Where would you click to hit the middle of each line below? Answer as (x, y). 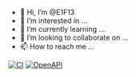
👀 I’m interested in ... (54, 21)
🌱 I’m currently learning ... (62, 29)
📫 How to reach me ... (57, 46)
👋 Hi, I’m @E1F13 (47, 12)
